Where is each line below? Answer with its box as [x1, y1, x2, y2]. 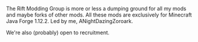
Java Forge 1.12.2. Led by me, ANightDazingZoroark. [6, 18, 134, 24]
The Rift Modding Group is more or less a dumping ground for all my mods [6, 5, 187, 12]
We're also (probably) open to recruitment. [6, 29, 110, 36]
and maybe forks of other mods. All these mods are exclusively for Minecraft [6, 11, 192, 18]
